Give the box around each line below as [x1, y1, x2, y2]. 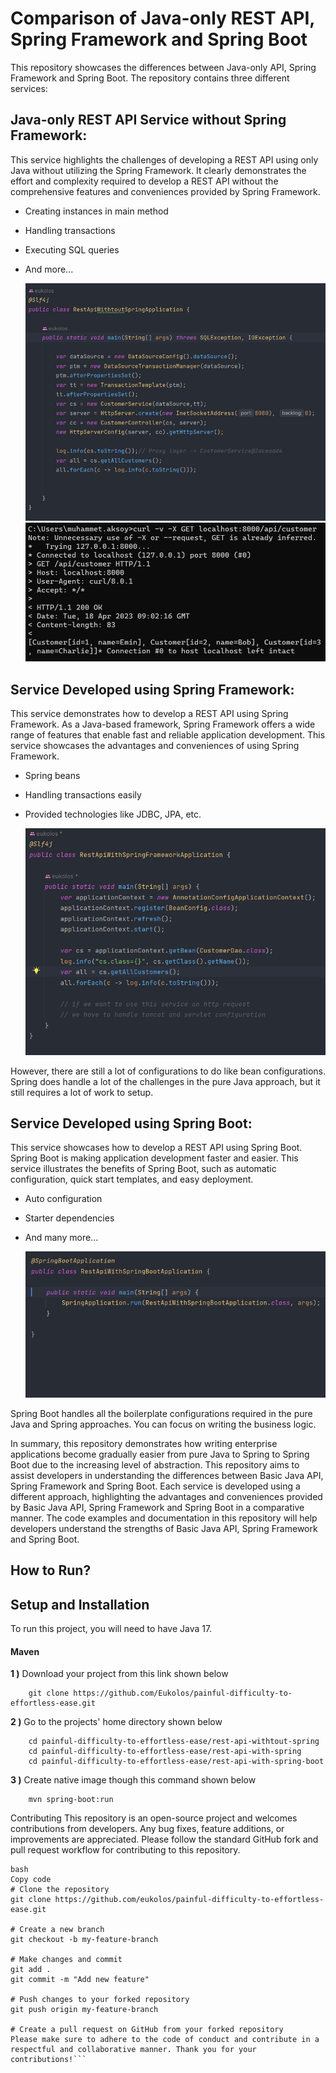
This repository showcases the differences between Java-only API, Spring [10, 61, 317, 73]
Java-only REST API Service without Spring [10, 112, 287, 129]
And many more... [24, 1232, 99, 1244]
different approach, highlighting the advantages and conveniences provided [10, 1490, 323, 1502]
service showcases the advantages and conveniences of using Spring [10, 740, 300, 752]
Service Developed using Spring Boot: [10, 1115, 253, 1132]
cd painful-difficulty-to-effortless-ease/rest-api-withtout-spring [28, 1737, 320, 1747]
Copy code [10, 1875, 52, 1885]
